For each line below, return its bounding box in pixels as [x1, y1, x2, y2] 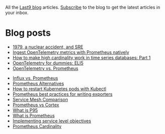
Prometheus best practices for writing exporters [12, 91, 113, 97]
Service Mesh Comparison [12, 96, 68, 102]
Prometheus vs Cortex [12, 102, 60, 108]
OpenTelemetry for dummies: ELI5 [12, 60, 84, 66]
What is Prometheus [12, 112, 55, 118]
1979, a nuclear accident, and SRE [12, 44, 83, 50]
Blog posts [5, 27, 51, 39]
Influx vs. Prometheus [12, 75, 58, 81]
